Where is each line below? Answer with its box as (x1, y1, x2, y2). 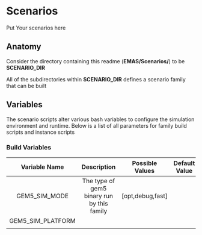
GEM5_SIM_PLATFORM (9, 216, 76, 225)
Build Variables (6, 143, 52, 152)
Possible (132, 158, 158, 167)
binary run (84, 192, 113, 200)
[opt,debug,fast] (121, 192, 168, 200)
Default (173, 158, 195, 167)
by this (89, 199, 108, 207)
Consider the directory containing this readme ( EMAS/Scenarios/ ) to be (6, 57, 185, 64)
